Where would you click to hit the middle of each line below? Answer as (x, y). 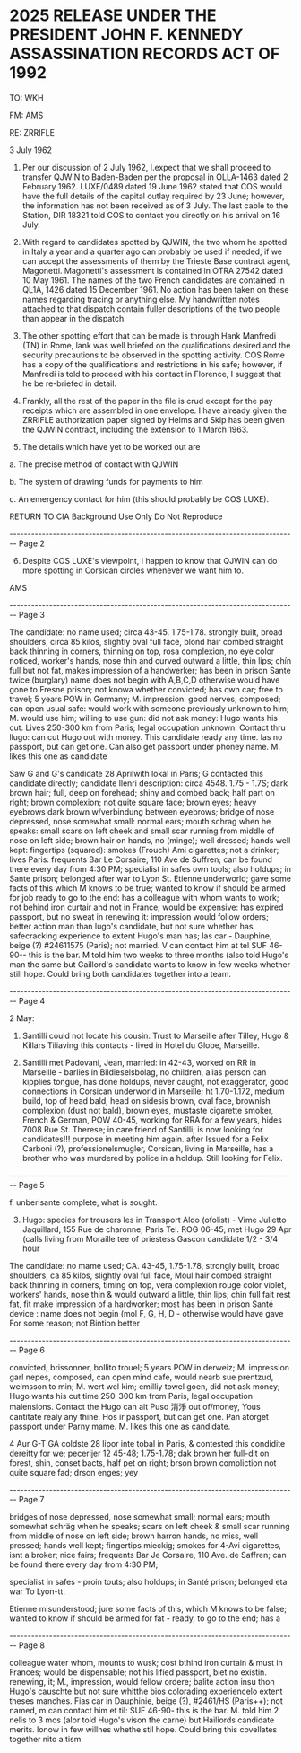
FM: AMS (26, 115)
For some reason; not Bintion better (75, 1323)
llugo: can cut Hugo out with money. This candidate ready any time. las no (146, 736)
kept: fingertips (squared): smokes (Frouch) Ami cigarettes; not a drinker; (144, 850)
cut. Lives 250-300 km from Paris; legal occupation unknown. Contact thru (148, 727)
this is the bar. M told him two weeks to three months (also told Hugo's (159, 955)
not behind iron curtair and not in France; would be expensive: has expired (146, 907)
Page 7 (31, 1499)
